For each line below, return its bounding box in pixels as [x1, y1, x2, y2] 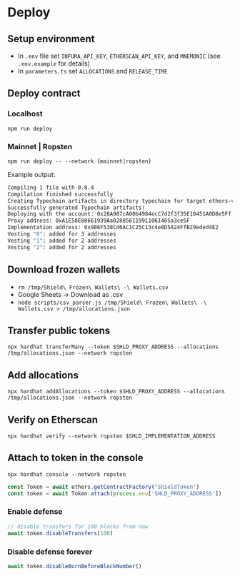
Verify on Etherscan [7, 413, 99, 425]
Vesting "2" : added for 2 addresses [7, 243, 116, 251]
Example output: [7, 170, 56, 178]
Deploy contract [7, 87, 81, 100]
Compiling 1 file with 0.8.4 [7, 183, 94, 191]
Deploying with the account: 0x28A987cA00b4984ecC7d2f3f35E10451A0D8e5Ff [7, 211, 232, 218]
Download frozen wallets [7, 263, 121, 276]
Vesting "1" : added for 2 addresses [7, 237, 116, 244]
